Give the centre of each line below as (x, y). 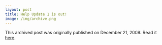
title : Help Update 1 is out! (36, 14)
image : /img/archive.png (31, 19)
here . (10, 38)
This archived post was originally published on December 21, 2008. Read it (81, 33)
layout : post (18, 10)
